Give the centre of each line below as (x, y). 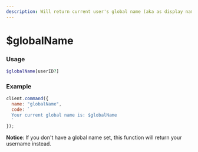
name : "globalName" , (37, 104)
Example (19, 86)
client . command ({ (27, 99)
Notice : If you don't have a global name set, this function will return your (94, 137)
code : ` (21, 110)
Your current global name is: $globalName (64, 115)
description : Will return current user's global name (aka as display (95, 11)
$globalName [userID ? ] (33, 71)
